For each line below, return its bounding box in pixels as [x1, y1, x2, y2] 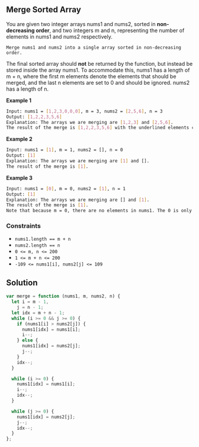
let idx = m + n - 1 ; [11, 309, 65, 316]
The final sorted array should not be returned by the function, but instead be [6, 60, 193, 67]
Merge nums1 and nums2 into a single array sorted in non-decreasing [6, 44, 182, 50]
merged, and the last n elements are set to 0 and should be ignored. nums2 [6, 79, 190, 86]
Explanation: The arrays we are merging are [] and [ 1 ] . [6, 197, 150, 203]
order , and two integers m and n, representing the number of [35, 27, 185, 34]
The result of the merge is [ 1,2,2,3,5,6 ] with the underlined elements [6, 124, 190, 131]
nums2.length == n [14, 242, 60, 248]
